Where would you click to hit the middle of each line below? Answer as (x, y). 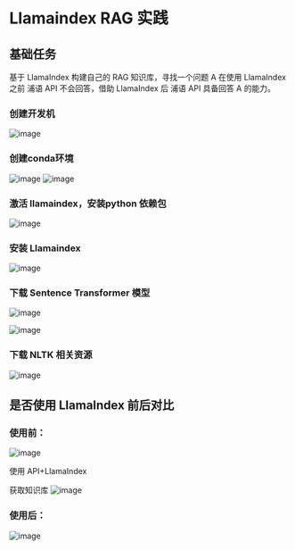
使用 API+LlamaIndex (48, 471)
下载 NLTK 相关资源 (51, 355)
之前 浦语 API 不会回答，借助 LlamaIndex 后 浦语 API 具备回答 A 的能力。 (143, 88)
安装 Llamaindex (45, 248)
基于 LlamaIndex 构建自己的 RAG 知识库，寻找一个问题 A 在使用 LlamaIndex (148, 77)
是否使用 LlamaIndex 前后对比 (92, 406)
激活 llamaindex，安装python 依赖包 (88, 204)
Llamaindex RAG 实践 (89, 18)
